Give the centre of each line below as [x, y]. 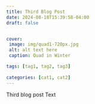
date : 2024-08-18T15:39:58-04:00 [48, 17]
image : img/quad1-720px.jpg [44, 45]
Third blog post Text [31, 94]
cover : [14, 39]
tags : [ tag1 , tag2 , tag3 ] [38, 66]
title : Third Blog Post [36, 12]
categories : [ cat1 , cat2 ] [38, 77]
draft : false [22, 23]
